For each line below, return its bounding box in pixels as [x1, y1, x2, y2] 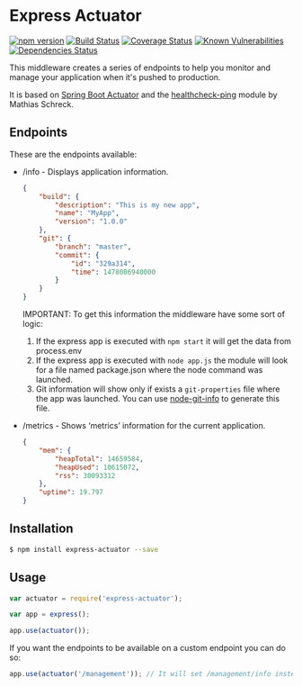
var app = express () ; [9, 610, 91, 619]
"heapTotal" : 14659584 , [55, 454, 144, 464]
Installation [9, 521, 74, 537]
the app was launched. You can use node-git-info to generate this [35, 393, 280, 403]
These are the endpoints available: [9, 149, 138, 159]
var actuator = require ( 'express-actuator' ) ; [9, 593, 182, 603]
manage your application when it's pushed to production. [9, 71, 221, 82]
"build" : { [39, 192, 80, 201]
